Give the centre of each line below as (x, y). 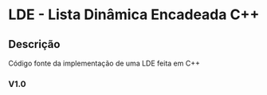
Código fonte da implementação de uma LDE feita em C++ (104, 63)
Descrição (34, 44)
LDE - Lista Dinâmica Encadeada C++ (134, 15)
